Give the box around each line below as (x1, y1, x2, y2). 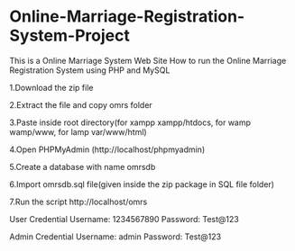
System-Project (9, 25, 131, 46)
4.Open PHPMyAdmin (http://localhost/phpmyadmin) (9, 144, 206, 155)
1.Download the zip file (9, 82, 94, 93)
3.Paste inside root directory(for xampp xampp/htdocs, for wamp (9, 117, 251, 128)
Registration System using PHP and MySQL (9, 65, 171, 76)
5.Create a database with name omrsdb (9, 161, 156, 172)
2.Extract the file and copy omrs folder (9, 99, 153, 110)
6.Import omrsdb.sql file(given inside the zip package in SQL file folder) (9, 178, 275, 190)
